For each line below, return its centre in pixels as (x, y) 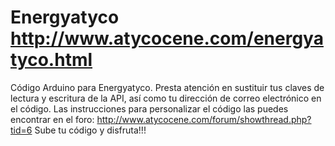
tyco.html (51, 60)
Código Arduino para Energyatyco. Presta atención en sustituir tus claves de (167, 87)
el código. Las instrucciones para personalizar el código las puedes (149, 108)
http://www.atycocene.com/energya (167, 38)
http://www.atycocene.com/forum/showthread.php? (204, 119)
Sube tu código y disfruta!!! (90, 130)
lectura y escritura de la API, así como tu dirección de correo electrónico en (166, 98)
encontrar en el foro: (52, 119)
